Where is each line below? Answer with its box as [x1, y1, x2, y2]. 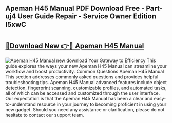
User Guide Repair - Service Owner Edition [17, 12, 157, 21]
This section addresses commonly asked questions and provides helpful [5, 74, 159, 80]
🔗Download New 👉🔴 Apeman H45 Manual [5, 41, 144, 50]
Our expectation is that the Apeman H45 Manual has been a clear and [5, 96, 153, 101]
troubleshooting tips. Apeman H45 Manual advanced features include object [5, 79, 167, 85]
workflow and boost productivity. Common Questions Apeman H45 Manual [5, 69, 164, 74]
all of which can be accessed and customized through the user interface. [5, 90, 160, 96]
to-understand [5, 101, 36, 107]
